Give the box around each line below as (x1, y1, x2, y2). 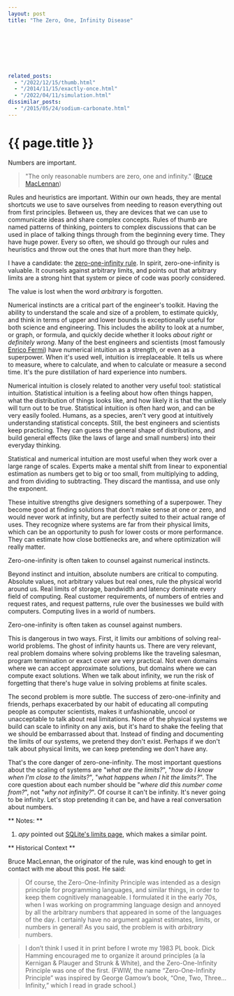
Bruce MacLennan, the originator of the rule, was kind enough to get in (8, 857, 212, 866)
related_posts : (8, 72, 52, 79)
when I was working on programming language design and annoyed (24, 900, 221, 908)
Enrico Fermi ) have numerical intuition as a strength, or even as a (8, 345, 195, 354)
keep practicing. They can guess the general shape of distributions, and (8, 425, 215, 435)
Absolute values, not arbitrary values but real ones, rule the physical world (8, 577, 222, 585)
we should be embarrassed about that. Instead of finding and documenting (8, 730, 224, 738)
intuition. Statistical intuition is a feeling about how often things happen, (8, 388, 214, 397)
